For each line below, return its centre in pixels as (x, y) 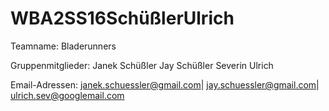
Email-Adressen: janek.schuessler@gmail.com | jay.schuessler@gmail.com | (165, 84)
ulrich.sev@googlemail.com (67, 95)
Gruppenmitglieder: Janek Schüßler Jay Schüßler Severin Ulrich (142, 65)
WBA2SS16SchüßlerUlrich (122, 18)
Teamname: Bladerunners (63, 46)
